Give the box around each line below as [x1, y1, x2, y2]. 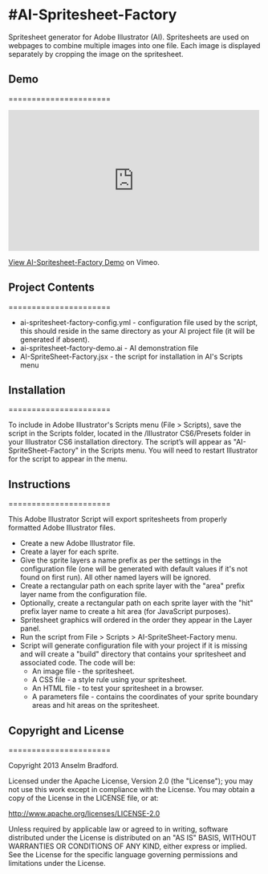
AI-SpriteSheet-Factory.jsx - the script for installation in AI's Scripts [19, 352, 243, 361]
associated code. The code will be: [19, 658, 136, 668]
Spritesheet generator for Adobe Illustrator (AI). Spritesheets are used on [8, 32, 250, 42]
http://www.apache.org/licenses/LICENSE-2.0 [8, 809, 160, 818]
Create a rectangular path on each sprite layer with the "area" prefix [19, 581, 246, 591]
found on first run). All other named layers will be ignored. [19, 572, 211, 583]
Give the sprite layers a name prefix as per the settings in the [19, 555, 222, 565]
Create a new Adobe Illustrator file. [19, 539, 136, 548]
